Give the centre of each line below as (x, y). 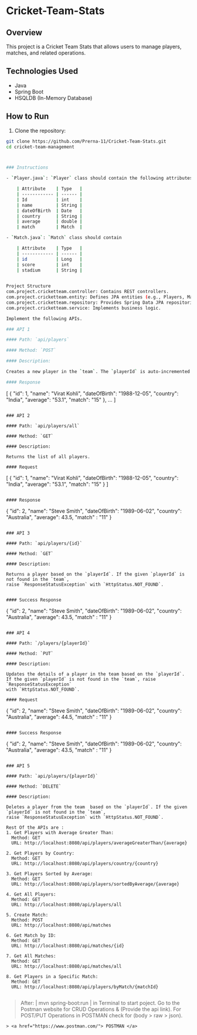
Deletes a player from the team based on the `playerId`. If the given (97, 807)
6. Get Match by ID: (31, 935)
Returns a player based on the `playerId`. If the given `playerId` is (95, 574)
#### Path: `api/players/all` (43, 426)
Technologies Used (42, 71)
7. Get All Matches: (31, 956)
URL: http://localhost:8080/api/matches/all (67, 966)
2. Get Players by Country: (40, 853)
